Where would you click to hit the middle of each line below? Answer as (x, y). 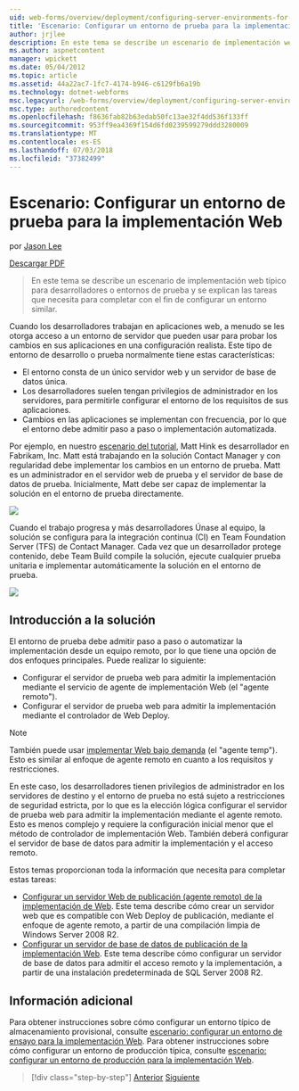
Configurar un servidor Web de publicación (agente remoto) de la (142, 897)
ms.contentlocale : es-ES (55, 142)
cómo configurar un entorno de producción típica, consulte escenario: (138, 1051)
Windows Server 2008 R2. (70, 935)
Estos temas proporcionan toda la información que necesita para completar (147, 870)
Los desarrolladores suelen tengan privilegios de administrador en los (150, 391)
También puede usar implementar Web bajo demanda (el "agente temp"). (143, 750)
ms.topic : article (43, 76)
